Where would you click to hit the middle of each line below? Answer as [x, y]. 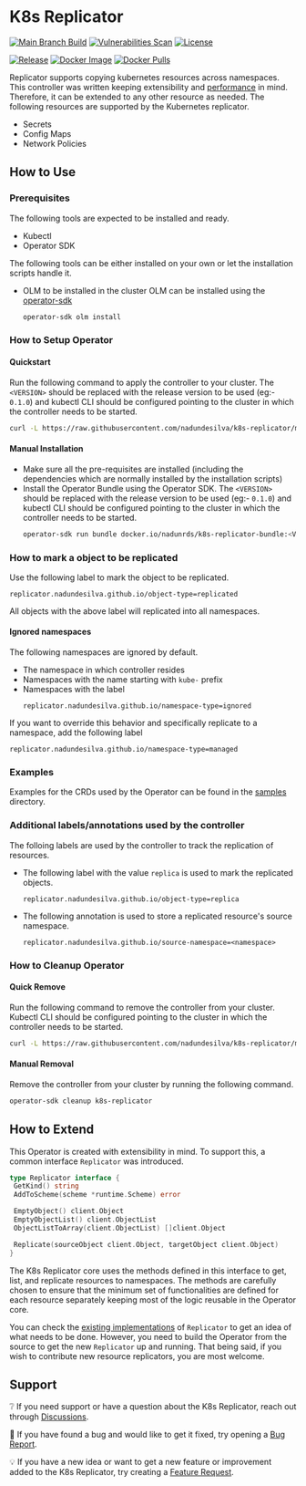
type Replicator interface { [65, 1178]
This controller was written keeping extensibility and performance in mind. [149, 87]
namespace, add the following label [76, 733]
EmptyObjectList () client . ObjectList [85, 1220]
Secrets [37, 124]
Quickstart [31, 362]
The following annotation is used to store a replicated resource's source [158, 916]
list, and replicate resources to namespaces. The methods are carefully [143, 1280]
